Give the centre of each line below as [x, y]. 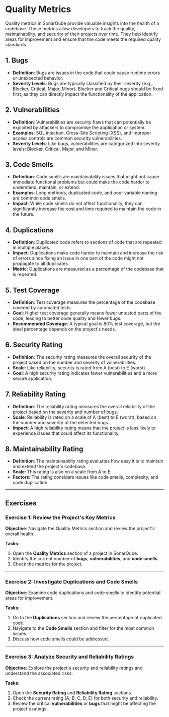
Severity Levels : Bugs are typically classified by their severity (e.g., [82, 83]
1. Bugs [17, 61]
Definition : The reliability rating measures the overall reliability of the [84, 406]
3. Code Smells [29, 165]
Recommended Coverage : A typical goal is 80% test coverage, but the [86, 324]
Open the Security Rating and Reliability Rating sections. [72, 693]
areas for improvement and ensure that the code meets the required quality [83, 39]
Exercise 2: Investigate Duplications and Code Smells [72, 582]
